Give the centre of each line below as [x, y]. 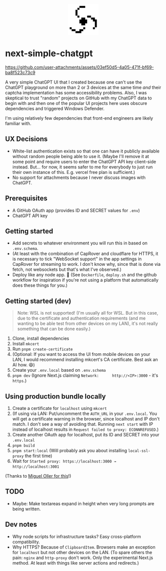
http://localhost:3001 [36, 467]
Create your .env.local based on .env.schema [59, 370]
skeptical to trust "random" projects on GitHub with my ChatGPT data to [79, 98]
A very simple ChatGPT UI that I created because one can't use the [74, 82]
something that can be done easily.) [54, 329]
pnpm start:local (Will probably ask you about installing [70, 450]
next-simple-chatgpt [49, 53]
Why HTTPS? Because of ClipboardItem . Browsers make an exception [84, 547]
